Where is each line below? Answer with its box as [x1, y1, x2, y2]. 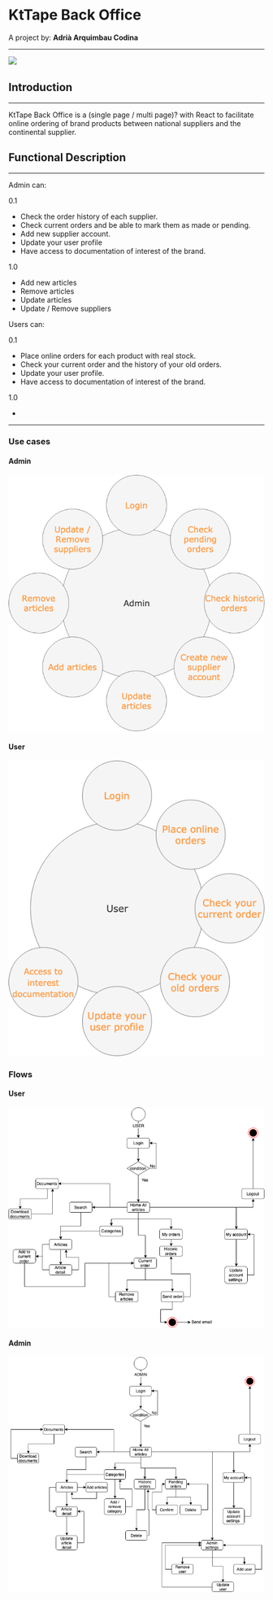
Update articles [19, 294, 72, 304]
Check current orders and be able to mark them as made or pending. [19, 220, 251, 229]
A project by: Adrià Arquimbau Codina [8, 33, 139, 42]
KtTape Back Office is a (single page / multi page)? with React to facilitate [8, 110, 254, 120]
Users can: [8, 319, 45, 329]
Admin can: [8, 180, 47, 190]
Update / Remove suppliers [19, 303, 112, 313]
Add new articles [19, 277, 77, 287]
